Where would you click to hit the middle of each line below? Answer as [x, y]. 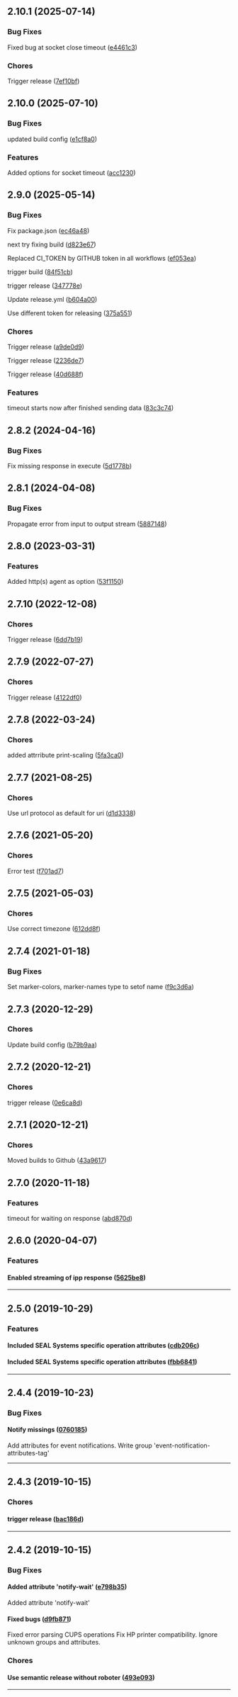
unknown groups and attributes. [54, 1642]
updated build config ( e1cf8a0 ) [52, 139]
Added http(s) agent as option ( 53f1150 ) [66, 582]
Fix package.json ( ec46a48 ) [49, 230]
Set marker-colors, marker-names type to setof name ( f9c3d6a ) [101, 987]
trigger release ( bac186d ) [46, 1518]
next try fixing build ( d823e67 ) [52, 244]
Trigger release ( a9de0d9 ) [46, 346]
